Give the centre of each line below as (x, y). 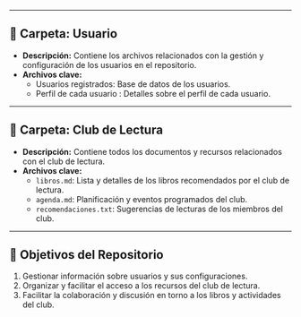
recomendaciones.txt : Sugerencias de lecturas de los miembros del (159, 209)
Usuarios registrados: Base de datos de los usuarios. (133, 84)
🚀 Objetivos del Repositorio (86, 255)
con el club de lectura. (64, 161)
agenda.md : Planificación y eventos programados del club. (142, 199)
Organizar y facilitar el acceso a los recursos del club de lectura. (141, 286)
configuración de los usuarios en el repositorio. (109, 64)
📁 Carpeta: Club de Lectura (86, 130)
